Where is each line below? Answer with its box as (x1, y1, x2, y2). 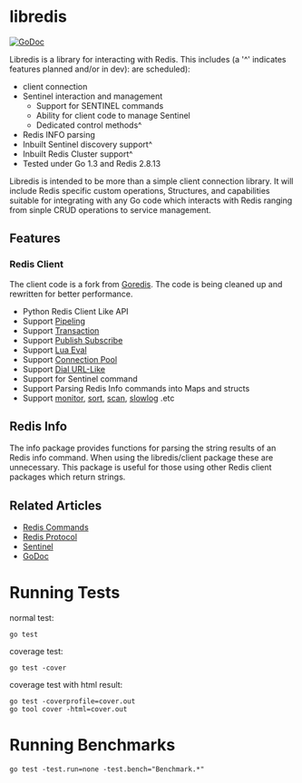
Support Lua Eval (22, 344, 88, 355)
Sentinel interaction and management (22, 91, 163, 101)
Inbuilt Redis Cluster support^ (22, 148, 133, 159)
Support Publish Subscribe (22, 334, 123, 345)
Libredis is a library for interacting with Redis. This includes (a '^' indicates (9, 53, 287, 64)
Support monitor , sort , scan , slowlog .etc (22, 392, 175, 403)
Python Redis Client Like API (22, 305, 129, 316)
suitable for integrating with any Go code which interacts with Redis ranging (9, 195, 293, 206)
